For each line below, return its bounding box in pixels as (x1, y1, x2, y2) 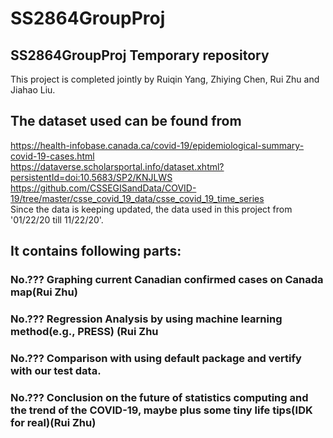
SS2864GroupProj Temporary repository (10, 47, 270, 64)
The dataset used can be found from (10, 113, 242, 130)
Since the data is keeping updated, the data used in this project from (10, 203, 293, 215)
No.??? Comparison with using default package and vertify (10, 351, 302, 365)
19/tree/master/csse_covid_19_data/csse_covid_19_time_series (10, 192, 265, 204)
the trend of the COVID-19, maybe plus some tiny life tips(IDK (10, 403, 313, 417)
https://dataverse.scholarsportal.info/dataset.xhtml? (10, 160, 225, 172)
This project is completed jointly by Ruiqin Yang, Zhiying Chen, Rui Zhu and (10, 73, 320, 85)
